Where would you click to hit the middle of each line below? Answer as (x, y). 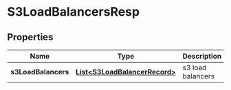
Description (202, 56)
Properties (30, 37)
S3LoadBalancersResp (73, 12)
